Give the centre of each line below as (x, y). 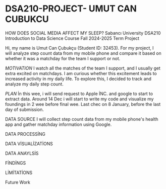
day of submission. (25, 109)
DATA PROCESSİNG (25, 134)
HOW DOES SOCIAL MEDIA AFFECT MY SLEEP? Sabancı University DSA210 (83, 33)
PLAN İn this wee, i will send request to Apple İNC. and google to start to (79, 94)
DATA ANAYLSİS (22, 153)
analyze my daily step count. (34, 84)
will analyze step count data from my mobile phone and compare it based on (83, 53)
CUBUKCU (27, 19)
